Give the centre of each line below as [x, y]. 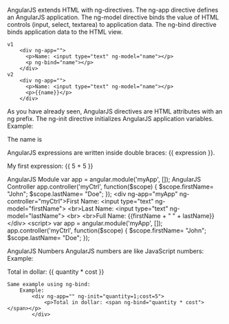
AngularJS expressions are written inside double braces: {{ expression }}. [111, 153]
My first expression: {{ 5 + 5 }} [50, 166]
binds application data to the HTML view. [65, 32]
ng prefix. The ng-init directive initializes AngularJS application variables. [111, 119]
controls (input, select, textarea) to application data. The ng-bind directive [112, 24]
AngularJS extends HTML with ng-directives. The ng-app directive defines [113, 10]
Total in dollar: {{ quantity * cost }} [56, 272]
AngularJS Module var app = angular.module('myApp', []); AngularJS [104, 179]
